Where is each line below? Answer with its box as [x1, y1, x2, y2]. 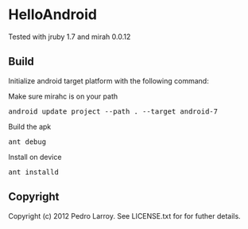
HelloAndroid [8, 6, 98, 24]
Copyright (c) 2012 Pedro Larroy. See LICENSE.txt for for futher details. [8, 211, 241, 220]
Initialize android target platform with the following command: [8, 76, 209, 85]
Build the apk [8, 122, 52, 131]
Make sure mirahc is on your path [8, 91, 118, 101]
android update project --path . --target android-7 [8, 107, 219, 116]
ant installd [8, 167, 60, 177]
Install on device [8, 152, 62, 161]
